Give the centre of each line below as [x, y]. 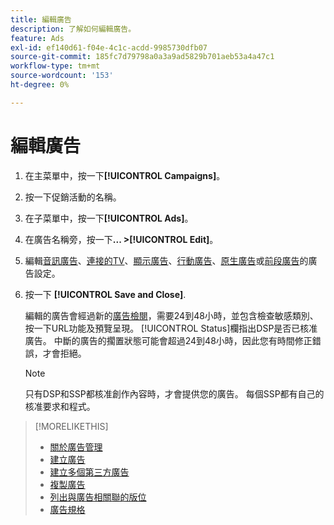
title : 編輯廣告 [41, 19]
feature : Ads [37, 38]
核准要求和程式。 [60, 406]
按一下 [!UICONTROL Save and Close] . [105, 294]
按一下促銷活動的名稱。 [73, 197]
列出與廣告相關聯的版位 [98, 497]
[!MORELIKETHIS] [71, 426]
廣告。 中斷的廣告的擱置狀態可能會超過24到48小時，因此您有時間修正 [168, 340]
